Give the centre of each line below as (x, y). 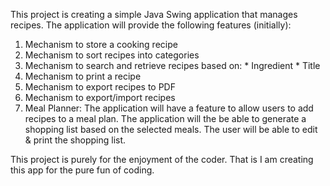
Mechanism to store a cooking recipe (101, 44)
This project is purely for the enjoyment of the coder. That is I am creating (162, 159)
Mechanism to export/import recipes (100, 97)
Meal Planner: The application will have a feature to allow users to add (169, 108)
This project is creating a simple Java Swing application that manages (154, 14)
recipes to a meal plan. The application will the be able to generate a (165, 118)
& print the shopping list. (75, 140)
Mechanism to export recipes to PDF (100, 87)
